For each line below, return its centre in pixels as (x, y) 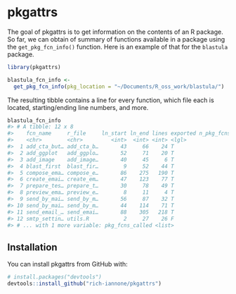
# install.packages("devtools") (54, 277)
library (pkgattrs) (34, 67)
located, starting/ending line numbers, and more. (78, 107)
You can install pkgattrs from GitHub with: (67, 264)
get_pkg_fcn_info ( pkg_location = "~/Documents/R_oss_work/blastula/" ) (119, 86)
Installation (32, 247)
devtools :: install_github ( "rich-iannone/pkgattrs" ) (84, 284)
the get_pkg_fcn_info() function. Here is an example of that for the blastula (118, 47)
